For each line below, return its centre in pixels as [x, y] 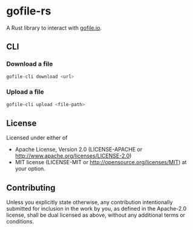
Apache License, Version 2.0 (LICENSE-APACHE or [79, 150]
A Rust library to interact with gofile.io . [54, 28]
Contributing [31, 187]
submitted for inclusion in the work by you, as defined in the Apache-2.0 [96, 209]
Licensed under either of [37, 138]
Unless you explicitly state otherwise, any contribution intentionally [90, 202]
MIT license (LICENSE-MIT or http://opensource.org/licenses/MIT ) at [101, 162]
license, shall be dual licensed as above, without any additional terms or [96, 215]
